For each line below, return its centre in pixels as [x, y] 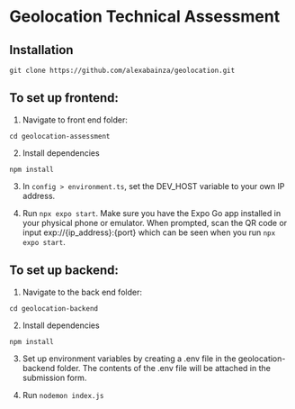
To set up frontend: [64, 98]
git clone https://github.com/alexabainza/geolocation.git [122, 70]
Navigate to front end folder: [75, 120]
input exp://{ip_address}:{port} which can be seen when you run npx [149, 232]
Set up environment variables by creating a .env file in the [129, 359]
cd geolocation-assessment [60, 136]
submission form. [54, 377]
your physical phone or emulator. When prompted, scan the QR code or [155, 223]
